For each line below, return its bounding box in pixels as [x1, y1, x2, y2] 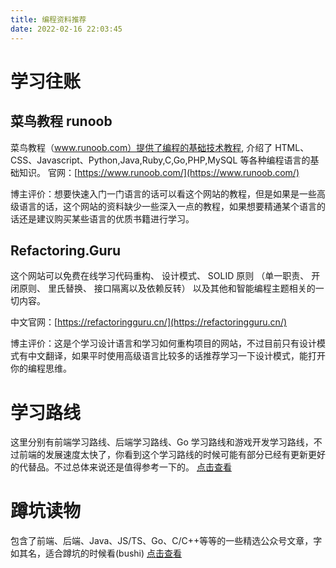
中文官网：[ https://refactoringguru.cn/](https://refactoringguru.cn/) [10, 316, 288, 328]
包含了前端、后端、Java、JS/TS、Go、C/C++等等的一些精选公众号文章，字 [10, 535, 323, 547]
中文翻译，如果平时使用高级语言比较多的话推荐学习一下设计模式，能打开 [27, 350, 326, 362]
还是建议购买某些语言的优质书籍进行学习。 [18, 212, 195, 225]
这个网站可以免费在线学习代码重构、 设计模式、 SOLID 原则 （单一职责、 [10, 270, 310, 282]
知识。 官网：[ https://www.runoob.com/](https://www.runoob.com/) [18, 166, 300, 178]
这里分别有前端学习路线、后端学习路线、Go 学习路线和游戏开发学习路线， [10, 436, 314, 448]
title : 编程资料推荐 [10, 14, 87, 25]
